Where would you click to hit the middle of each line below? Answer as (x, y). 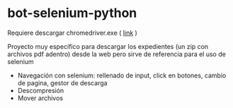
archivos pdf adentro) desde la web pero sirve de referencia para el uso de (117, 54)
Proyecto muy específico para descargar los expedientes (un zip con (108, 46)
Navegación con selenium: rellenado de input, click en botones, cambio (122, 75)
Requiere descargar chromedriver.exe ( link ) (73, 33)
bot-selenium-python (72, 13)
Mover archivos (40, 98)
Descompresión (41, 90)
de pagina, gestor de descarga (62, 82)
